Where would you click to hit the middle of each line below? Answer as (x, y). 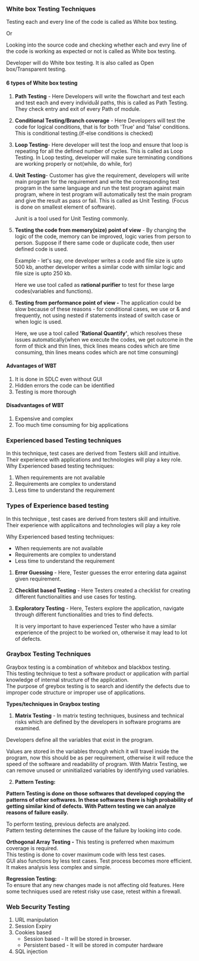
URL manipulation (36, 920)
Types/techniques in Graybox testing (53, 704)
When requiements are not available (59, 548)
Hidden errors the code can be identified (64, 385)
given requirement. (38, 579)
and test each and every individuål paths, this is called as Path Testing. (101, 103)
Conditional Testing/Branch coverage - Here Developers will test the (100, 120)
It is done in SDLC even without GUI (59, 379)
